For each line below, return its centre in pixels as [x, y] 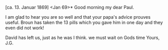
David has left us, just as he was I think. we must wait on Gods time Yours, [82, 38]
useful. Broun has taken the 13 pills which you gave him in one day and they [84, 22]
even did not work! [25, 28]
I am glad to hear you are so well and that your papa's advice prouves [78, 17]
